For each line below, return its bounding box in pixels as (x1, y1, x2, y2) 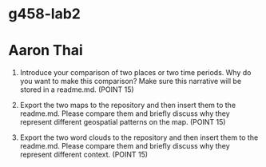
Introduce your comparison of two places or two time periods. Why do (19, 68, 252, 78)
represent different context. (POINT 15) (19, 149, 149, 160)
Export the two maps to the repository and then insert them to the (19, 101, 236, 110)
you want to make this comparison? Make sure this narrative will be (19, 77, 242, 86)
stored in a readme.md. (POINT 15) (19, 85, 134, 94)
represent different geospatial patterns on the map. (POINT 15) (19, 117, 226, 127)
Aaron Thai (8, 42, 84, 60)
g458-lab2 (8, 5, 81, 23)
